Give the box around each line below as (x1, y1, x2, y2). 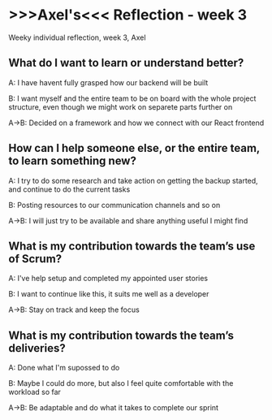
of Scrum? (8, 252, 63, 266)
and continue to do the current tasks (8, 184, 131, 194)
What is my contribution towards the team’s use (8, 239, 256, 253)
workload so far (8, 388, 61, 397)
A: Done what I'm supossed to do (8, 363, 120, 373)
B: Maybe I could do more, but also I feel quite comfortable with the (8, 379, 234, 388)
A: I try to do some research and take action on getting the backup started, (8, 175, 258, 185)
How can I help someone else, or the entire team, (8, 141, 260, 155)
